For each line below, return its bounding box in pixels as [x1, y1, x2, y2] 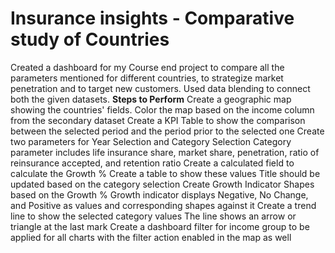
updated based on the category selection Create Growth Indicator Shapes [10, 178, 315, 190]
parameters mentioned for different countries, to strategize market [10, 72, 284, 84]
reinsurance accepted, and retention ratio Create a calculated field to [10, 157, 295, 169]
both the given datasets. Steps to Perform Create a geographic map [10, 93, 292, 105]
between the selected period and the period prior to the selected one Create [10, 125, 325, 137]
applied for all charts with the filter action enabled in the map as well [10, 231, 292, 243]
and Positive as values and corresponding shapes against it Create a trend [10, 199, 317, 211]
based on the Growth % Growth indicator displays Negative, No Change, [10, 188, 309, 201]
